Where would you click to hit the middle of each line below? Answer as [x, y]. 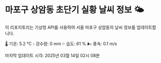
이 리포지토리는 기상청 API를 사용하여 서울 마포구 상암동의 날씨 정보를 [70, 27]
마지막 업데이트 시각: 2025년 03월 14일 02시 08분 [52, 55]
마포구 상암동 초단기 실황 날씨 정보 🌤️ [74, 10]
